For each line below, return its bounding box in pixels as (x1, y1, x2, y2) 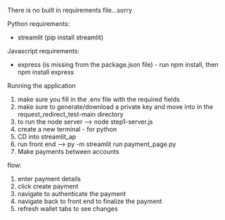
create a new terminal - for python (17, 125, 117, 133)
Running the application (7, 82, 76, 90)
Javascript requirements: (7, 47, 79, 55)
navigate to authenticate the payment (17, 190, 127, 198)
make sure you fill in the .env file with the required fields (17, 95, 181, 103)
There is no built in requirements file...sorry (7, 6, 132, 14)
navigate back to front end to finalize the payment (17, 197, 162, 205)
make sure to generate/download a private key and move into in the (17, 103, 213, 111)
